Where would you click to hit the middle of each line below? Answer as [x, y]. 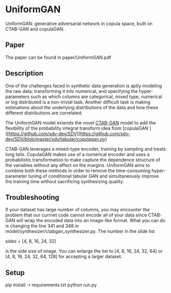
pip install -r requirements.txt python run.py [51, 285]
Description [24, 73]
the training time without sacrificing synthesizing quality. [65, 181]
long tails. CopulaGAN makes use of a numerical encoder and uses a [77, 154]
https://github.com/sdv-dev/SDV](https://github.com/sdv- [69, 133]
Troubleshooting [32, 197]
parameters [17, 96]
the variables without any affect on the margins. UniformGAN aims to [78, 165]
